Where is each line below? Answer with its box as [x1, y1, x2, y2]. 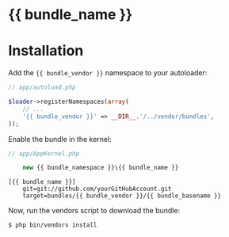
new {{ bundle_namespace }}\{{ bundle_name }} [22, 164, 179, 172]
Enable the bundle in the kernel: [8, 134, 113, 143]
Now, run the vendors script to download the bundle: [8, 206, 181, 216]
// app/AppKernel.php [8, 149, 80, 158]
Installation [8, 42, 84, 60]
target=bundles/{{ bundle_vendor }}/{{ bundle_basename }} [22, 192, 222, 200]
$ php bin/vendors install [8, 221, 97, 229]
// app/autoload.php [8, 83, 77, 92]
